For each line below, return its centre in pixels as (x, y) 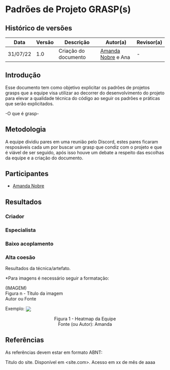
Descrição (77, 42)
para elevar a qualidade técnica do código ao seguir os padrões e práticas (83, 98)
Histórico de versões (39, 28)
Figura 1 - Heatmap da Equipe (85, 319)
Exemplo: (15, 309)
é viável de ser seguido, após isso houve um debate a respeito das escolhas (85, 152)
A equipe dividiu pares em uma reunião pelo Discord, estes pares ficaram (82, 142)
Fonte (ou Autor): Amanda (85, 324)
